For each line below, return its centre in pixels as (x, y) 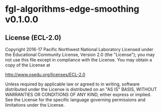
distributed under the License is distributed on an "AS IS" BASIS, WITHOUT (81, 89)
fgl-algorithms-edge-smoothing (72, 9)
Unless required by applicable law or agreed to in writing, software (72, 84)
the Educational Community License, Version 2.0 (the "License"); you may (80, 55)
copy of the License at (28, 65)
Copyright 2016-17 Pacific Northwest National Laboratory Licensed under (79, 49)
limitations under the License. (35, 105)
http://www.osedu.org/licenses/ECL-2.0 (45, 74)
